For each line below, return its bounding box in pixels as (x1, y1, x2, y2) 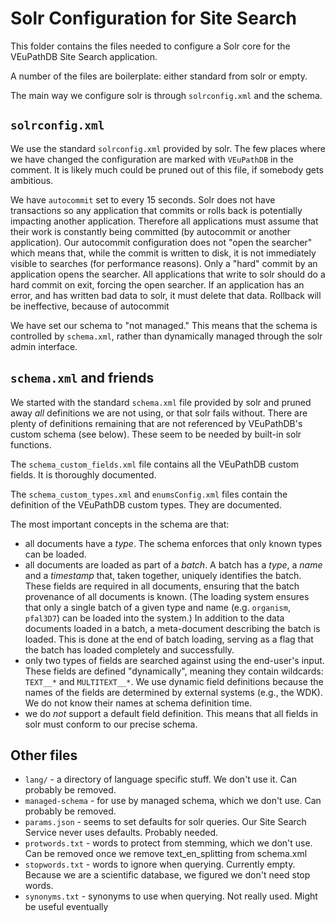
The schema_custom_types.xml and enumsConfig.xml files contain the (10, 488, 288, 500)
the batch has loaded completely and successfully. (24, 643, 235, 656)
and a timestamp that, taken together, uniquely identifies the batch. (24, 569, 302, 581)
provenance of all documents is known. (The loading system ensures (24, 590, 310, 602)
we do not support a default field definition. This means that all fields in (24, 707, 318, 719)
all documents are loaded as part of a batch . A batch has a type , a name (24, 558, 323, 571)
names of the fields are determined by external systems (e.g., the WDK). (24, 686, 324, 698)
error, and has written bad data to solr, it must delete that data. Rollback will (10, 289, 322, 301)
